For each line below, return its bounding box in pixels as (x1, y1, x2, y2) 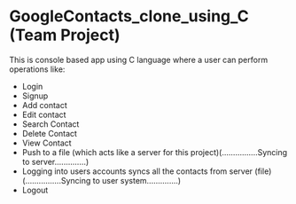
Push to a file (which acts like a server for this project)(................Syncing (21, 146, 288, 157)
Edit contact (21, 109, 66, 120)
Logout (21, 184, 49, 195)
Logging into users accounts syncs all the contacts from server (21, 166, 253, 177)
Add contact (21, 99, 68, 110)
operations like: (9, 64, 66, 75)
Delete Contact (21, 128, 78, 138)
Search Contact (21, 118, 80, 129)
